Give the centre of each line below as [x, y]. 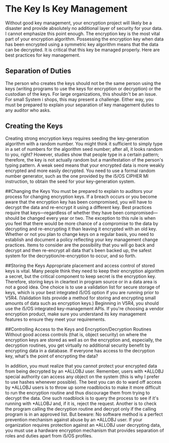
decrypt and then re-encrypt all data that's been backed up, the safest [78, 250]
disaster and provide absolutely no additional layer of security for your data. [84, 28]
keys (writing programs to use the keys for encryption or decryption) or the [83, 89]
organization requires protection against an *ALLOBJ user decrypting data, [83, 425]
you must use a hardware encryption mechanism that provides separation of [84, 430]
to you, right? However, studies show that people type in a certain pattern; [82, 154]
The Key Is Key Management [66, 9]
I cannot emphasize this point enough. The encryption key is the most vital [83, 33]
